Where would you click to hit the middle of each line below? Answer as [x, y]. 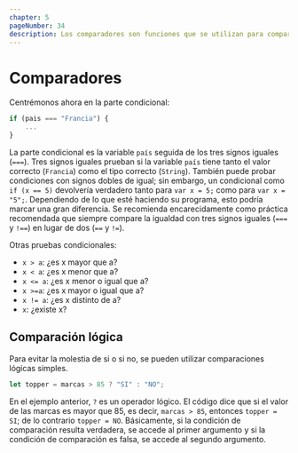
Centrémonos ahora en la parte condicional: [90, 102]
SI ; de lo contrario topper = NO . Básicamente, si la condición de [125, 420]
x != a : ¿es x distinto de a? [71, 299]
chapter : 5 [29, 17]
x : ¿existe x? [44, 309]
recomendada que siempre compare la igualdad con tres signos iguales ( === [149, 218]
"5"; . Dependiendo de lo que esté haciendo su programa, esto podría [136, 199]
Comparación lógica [66, 337]
